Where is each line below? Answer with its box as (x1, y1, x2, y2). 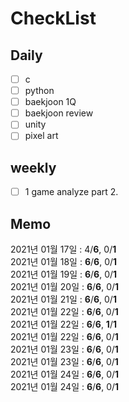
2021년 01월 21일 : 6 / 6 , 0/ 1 (10, 293, 117, 306)
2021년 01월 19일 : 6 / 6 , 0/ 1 (10, 268, 118, 281)
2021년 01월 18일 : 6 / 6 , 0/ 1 (10, 256, 118, 268)
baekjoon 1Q (24, 96, 77, 108)
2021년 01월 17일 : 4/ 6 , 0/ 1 (10, 243, 117, 256)
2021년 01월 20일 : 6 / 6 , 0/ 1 (10, 281, 120, 293)
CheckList (10, 7, 97, 30)
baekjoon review (24, 107, 94, 119)
